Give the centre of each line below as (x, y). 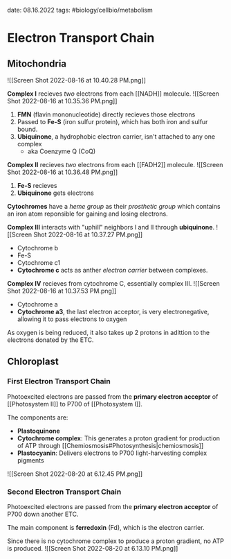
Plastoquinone (38, 431)
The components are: (38, 417)
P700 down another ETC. (43, 514)
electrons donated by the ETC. (50, 340)
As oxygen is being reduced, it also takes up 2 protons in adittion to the (108, 333)
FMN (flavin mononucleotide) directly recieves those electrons (106, 114)
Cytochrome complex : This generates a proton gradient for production (118, 438)
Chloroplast (33, 362)
